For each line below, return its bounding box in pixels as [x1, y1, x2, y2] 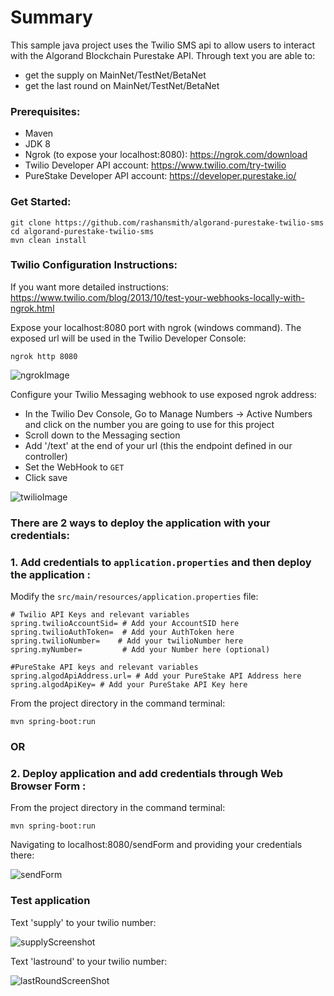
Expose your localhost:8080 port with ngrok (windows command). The [10, 321, 302, 333]
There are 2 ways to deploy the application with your [10, 516, 271, 530]
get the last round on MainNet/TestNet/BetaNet [24, 79, 220, 91]
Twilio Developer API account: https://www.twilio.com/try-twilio [24, 159, 287, 171]
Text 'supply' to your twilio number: [10, 916, 157, 928]
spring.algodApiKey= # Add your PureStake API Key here [10, 680, 248, 690]
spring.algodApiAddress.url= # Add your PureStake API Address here [10, 671, 302, 681]
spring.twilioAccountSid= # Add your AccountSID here [10, 619, 240, 629]
